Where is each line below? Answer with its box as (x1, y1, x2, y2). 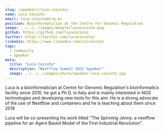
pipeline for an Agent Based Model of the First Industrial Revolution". (5, 120, 143, 126)
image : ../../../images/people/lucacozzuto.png (5, 26, 104, 30)
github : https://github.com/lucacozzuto (5, 30, 89, 35)
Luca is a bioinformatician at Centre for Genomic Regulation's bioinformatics (5, 84, 159, 90)
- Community (9, 48, 34, 53)
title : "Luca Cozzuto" (9, 62, 56, 67)
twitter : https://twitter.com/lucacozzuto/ (5, 35, 95, 40)
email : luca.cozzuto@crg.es (5, 16, 63, 21)
